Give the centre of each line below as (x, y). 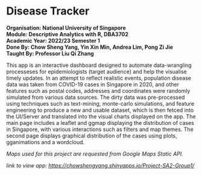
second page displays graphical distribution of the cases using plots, (92, 135)
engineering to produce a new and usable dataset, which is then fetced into (100, 110)
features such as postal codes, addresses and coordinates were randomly (98, 91)
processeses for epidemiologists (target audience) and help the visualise (96, 71)
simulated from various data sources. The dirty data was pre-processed (96, 97)
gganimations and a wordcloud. (46, 142)
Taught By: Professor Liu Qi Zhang (50, 53)
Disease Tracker (48, 11)
